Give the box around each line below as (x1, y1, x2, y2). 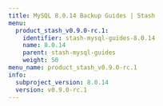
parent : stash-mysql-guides (22, 49, 116, 57)
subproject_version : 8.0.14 (15, 78, 109, 86)
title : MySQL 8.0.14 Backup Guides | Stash (8, 11, 156, 20)
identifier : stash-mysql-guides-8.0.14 (22, 33, 156, 42)
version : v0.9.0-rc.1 (15, 85, 88, 94)
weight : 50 (22, 57, 59, 65)
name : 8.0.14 (22, 41, 66, 49)
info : (8, 71, 26, 79)
